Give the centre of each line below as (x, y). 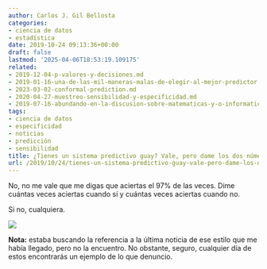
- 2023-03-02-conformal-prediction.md (72, 89)
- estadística (32, 38)
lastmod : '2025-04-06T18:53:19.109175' (74, 60)
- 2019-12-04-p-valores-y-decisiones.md (76, 75)
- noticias (26, 133)
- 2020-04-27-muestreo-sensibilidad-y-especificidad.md (103, 97)
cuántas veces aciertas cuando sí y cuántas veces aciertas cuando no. (124, 194)
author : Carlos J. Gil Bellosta (62, 15)
